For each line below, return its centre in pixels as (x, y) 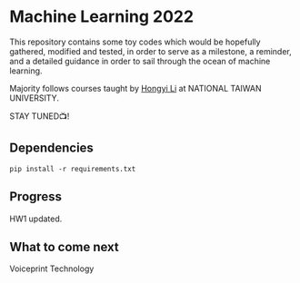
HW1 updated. (36, 219)
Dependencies (51, 148)
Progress (35, 197)
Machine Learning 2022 (101, 17)
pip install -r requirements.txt (73, 169)
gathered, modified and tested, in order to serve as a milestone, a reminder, (151, 51)
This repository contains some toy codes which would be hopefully (135, 42)
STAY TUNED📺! (40, 116)
